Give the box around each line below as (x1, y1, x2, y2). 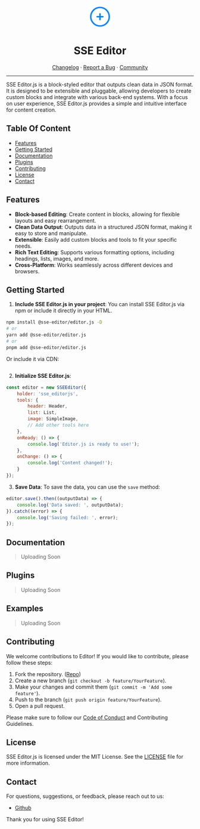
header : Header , (27, 403, 68, 409)
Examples (6, 603, 43, 614)
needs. (14, 242, 32, 249)
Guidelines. (6, 720, 34, 727)
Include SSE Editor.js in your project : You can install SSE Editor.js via (14, 301, 185, 308)
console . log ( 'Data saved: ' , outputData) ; (17, 502, 124, 508)
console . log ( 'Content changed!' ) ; (27, 460, 113, 466)
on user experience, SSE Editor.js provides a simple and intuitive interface (6, 100, 187, 107)
